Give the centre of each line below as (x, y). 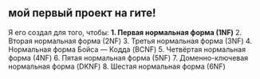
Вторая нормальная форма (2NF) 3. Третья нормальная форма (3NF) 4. (130, 41)
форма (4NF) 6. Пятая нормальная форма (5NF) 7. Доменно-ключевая (128, 57)
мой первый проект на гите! (82, 13)
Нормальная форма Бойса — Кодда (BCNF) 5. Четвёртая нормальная (127, 49)
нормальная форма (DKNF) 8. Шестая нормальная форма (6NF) (117, 66)
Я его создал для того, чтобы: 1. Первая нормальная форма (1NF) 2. (125, 32)
